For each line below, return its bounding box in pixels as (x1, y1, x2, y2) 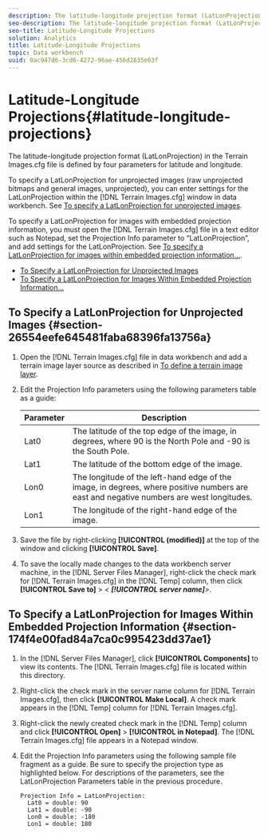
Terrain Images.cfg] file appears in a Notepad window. (19, 736, 199, 745)
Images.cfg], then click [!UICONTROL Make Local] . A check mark (19, 695, 237, 704)
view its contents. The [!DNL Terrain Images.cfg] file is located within (19, 662, 247, 672)
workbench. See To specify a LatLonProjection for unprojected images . (8, 201, 242, 210)
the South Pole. (72, 445, 130, 457)
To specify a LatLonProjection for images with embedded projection (8, 216, 231, 225)
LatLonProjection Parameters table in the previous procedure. (19, 776, 223, 786)
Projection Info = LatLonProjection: (19, 792, 146, 800)
